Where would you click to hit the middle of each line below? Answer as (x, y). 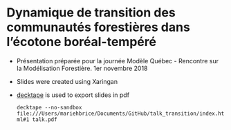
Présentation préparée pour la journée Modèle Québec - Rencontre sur (118, 61)
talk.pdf (45, 119)
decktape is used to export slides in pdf (73, 95)
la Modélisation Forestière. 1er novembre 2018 (82, 68)
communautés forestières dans (99, 27)
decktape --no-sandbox (49, 107)
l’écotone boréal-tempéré (82, 42)
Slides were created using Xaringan (67, 81)
